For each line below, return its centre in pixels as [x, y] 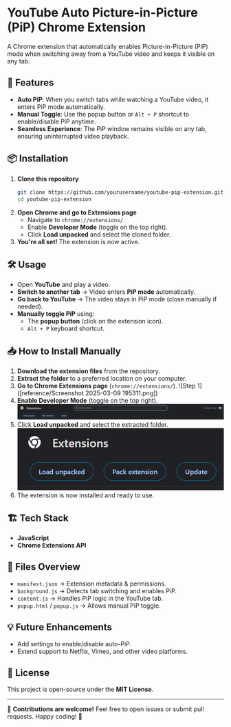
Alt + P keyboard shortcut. [66, 328]
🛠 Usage [27, 265]
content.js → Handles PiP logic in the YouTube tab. [90, 598]
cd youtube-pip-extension [54, 199]
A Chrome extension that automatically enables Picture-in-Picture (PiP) [108, 46]
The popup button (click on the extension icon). [95, 321]
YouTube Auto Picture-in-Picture [102, 13]
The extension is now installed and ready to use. [86, 495]
